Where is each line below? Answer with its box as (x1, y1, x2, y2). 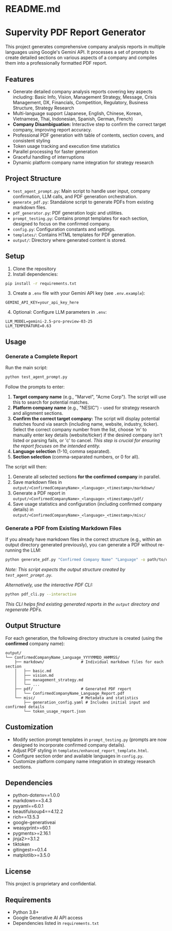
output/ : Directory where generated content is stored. (12, 237, 126, 243)
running (5, 547, 22, 554)
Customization (5, 723, 54, 732)
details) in (12, 506, 34, 512)
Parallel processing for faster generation (12, 148, 98, 155)
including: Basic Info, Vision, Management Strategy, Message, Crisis (12, 93, 157, 100)
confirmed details (5, 704, 45, 709)
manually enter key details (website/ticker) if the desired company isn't (12, 432, 163, 438)
